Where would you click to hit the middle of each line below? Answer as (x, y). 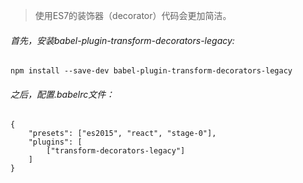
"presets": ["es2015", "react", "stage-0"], (122, 134)
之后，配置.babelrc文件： (62, 94)
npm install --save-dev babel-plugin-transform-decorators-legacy (151, 71)
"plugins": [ (55, 142)
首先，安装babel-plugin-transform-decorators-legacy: (122, 40)
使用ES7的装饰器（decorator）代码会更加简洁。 (133, 15)
